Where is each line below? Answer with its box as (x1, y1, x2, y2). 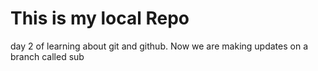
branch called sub (10, 50, 85, 62)
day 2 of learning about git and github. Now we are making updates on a (10, 40, 308, 52)
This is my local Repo (10, 7, 190, 30)
